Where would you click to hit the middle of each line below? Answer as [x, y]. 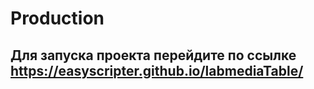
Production [57, 18]
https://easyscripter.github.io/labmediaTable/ [157, 70]
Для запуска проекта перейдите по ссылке [153, 55]
